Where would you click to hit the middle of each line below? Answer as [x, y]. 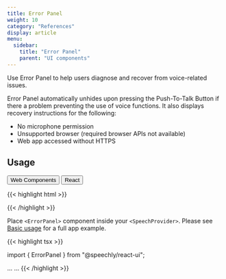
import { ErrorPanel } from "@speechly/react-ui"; [76, 254]
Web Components [34, 180]
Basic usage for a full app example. [57, 228]
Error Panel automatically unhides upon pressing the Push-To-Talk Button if [113, 98]
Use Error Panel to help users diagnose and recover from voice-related [107, 78]
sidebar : [26, 45]
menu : [15, 39]
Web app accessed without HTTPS [66, 141]
